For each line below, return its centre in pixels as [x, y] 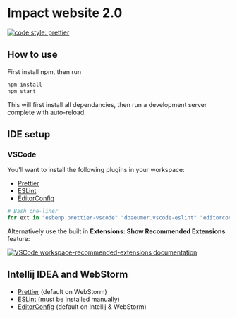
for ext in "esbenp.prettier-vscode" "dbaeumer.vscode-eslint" [102, 218]
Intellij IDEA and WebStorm [68, 275]
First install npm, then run [44, 71]
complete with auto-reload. [47, 112]
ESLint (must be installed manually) [68, 299]
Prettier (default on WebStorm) [62, 291]
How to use [32, 55]
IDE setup [29, 134]
